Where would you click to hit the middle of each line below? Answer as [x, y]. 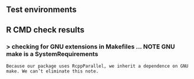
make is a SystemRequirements [52, 54]
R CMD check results [45, 30]
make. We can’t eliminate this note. [52, 71]
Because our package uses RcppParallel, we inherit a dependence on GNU [97, 66]
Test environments [41, 10]
